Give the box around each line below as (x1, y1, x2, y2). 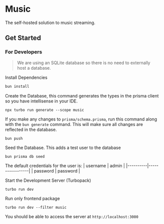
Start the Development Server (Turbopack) (5, 177, 92, 183)
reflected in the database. (5, 126, 57, 132)
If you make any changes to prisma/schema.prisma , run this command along (5, 116, 158, 122)
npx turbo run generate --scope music (5, 107, 84, 112)
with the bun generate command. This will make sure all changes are (5, 121, 143, 127)
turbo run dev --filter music (5, 205, 67, 210)
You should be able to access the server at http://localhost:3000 (5, 214, 139, 220)
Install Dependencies (5, 75, 47, 80)
